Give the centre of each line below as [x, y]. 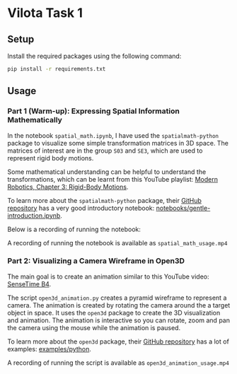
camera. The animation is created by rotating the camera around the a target [119, 305]
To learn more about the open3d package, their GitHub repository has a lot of [118, 341]
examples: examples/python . [50, 349]
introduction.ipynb [34, 215]
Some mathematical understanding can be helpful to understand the [107, 172]
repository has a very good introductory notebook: [81, 208]
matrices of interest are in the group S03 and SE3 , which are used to [105, 151]
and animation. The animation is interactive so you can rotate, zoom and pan [118, 320]
